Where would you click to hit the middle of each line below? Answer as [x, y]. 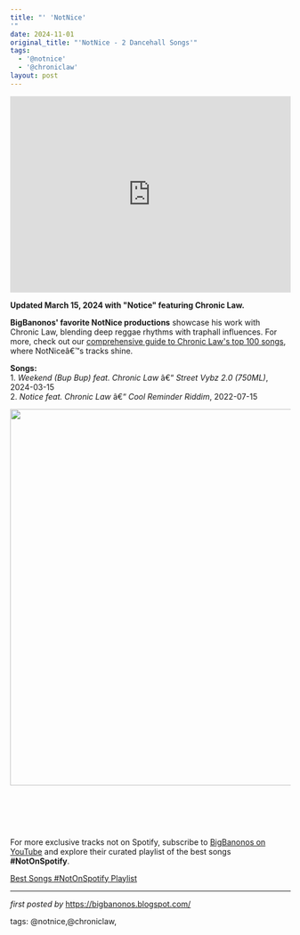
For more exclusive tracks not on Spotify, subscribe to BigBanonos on [138, 842]
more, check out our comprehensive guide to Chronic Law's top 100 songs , [148, 341]
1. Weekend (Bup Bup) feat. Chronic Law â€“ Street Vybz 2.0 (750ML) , [139, 377]
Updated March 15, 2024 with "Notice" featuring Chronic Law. [127, 305]
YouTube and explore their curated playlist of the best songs [121, 851]
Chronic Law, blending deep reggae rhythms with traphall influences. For [144, 332]
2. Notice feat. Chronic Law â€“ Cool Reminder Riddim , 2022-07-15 [134, 396]
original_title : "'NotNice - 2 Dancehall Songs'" [104, 42]
